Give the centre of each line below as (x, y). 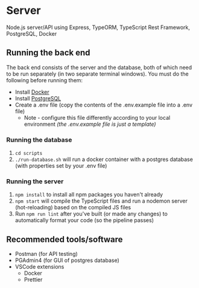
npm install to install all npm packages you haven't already (89, 195)
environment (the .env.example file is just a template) (90, 124)
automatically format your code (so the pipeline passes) (84, 220)
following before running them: (45, 80)
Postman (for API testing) (46, 254)
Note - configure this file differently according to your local (97, 117)
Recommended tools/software (65, 239)
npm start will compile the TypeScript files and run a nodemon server (101, 201)
